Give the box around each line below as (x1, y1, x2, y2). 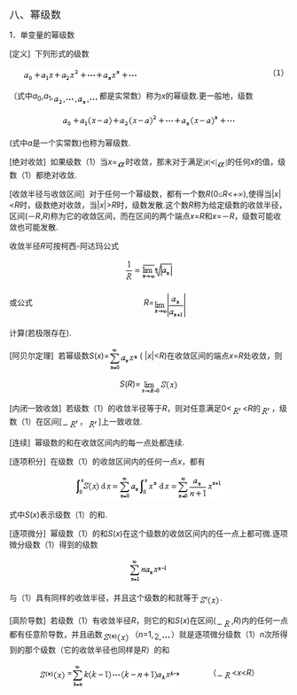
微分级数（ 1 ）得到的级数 (9, 539, 98, 551)
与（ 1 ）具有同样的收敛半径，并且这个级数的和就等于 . (9, 592, 223, 604)
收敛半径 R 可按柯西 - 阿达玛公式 (9, 240, 120, 251)
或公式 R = (9, 297, 155, 308)
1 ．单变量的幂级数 (9, 29, 75, 40)
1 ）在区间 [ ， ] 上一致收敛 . (25, 416, 143, 426)
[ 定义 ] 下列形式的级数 (9, 49, 90, 59)
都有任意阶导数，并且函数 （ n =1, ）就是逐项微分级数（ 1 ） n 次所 (9, 629, 281, 640)
